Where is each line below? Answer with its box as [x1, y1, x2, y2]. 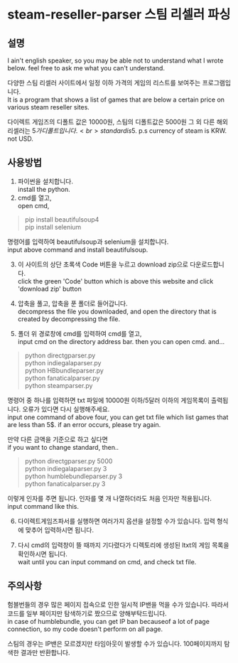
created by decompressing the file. [17, 314, 121, 323]
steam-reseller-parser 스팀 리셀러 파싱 [7, 6, 231, 23]
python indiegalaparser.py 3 [24, 464, 107, 473]
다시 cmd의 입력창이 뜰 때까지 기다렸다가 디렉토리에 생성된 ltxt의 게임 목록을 [17, 541, 229, 549]
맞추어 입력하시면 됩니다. [25, 525, 94, 534]
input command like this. [7, 502, 80, 510]
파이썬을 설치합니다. [17, 177, 73, 185]
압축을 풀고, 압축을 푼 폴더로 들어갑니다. [17, 299, 128, 308]
